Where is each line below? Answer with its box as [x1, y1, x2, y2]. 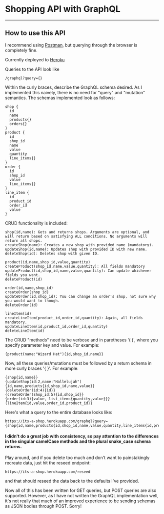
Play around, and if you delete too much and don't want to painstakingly [5, 455, 150, 461]
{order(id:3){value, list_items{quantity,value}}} [5, 396, 110, 401]
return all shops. [5, 238, 42, 243]
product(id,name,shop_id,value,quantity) [5, 259, 91, 264]
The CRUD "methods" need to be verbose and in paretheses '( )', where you [5, 337, 158, 343]
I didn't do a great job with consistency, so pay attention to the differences [5, 433, 159, 439]
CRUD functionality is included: [5, 220, 68, 226]
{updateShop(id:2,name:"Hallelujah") [5, 379, 82, 384]
